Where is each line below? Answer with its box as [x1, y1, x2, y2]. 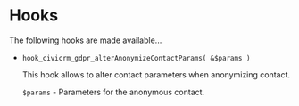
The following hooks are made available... [9, 35, 162, 45]
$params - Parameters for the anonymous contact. [21, 86, 205, 97]
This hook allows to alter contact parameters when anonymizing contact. [21, 69, 291, 80]
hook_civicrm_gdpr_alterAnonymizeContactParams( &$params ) [21, 53, 251, 62]
